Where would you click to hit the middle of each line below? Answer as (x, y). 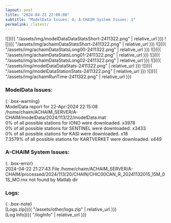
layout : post (19, 10)
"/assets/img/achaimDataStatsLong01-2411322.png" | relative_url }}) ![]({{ (83, 55)
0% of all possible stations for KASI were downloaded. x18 (67, 134)
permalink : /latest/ (27, 24)
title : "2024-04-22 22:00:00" (38, 15)
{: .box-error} (19, 163)
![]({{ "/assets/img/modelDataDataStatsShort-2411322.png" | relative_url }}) (84, 39)
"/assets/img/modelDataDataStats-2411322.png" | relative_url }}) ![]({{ (79, 66)
